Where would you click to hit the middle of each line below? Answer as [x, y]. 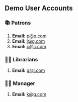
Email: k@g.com [29, 94]
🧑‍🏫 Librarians [21, 59]
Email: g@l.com [28, 70]
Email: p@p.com [29, 36]
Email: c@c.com [29, 46]
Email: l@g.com [28, 41]
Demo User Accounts [39, 8]
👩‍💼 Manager [20, 83]
